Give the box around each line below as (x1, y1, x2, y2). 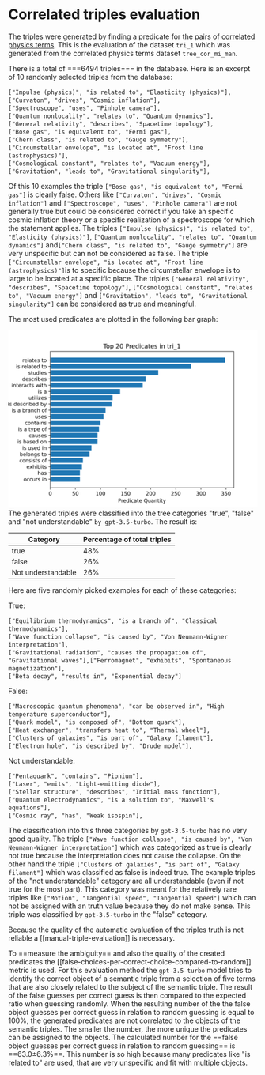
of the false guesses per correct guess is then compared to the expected (8, 990, 247, 1000)
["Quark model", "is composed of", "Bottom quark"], (8, 718, 186, 726)
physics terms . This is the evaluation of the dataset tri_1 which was (8, 40, 231, 49)
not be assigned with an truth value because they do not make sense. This (8, 901, 251, 911)
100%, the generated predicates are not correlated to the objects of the (8, 1016, 241, 1025)
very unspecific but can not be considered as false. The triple (8, 248, 209, 258)
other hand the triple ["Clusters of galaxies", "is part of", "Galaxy (8, 859, 240, 869)
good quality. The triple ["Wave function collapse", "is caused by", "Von (8, 834, 252, 843)
